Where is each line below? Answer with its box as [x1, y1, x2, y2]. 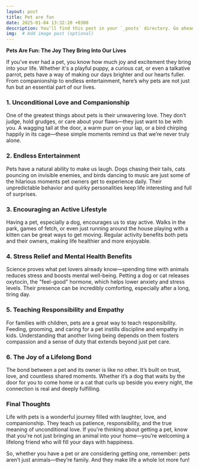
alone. [6, 137, 22, 144]
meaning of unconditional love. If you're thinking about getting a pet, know [6, 426, 188, 433]
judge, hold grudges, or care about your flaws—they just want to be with [6, 118, 183, 125]
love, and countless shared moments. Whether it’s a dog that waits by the [6, 372, 185, 380]
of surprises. [6, 190, 37, 197]
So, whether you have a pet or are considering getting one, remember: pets [6, 450, 191, 457]
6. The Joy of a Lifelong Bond [6, 353, 92, 361]
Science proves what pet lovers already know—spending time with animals [6, 266, 189, 273]
